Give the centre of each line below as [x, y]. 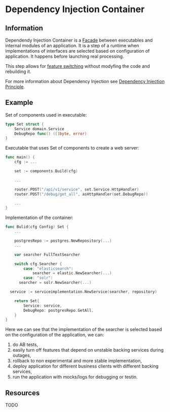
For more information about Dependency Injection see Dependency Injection [85, 81]
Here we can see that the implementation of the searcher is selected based [83, 329]
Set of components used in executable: [46, 115]
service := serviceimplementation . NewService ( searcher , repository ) [83, 292]
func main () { [20, 157]
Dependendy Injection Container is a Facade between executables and [79, 40]
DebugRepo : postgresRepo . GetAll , [59, 310]
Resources [23, 393]
